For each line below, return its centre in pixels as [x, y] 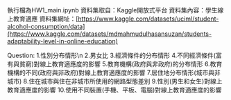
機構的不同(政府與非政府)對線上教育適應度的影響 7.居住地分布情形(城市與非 [114, 72]
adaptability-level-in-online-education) [62, 41]
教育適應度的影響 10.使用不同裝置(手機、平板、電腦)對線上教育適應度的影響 [114, 90]
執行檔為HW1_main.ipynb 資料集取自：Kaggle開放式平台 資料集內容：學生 [112, 10]
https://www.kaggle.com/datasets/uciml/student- [148, 19]
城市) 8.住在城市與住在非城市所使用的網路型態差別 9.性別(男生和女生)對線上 [115, 81]
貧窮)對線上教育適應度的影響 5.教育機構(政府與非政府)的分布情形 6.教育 [121, 64]
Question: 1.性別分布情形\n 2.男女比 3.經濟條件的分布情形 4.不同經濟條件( [112, 55]
